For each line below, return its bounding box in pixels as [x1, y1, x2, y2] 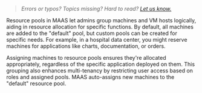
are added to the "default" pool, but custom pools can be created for [6, 30, 177, 37]
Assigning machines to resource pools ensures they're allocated [6, 54, 166, 61]
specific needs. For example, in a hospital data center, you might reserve [6, 36, 187, 43]
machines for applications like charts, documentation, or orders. [6, 42, 166, 50]
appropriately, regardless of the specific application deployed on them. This [6, 60, 195, 68]
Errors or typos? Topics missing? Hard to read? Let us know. [21, 5, 172, 12]
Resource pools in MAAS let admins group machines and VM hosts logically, [6, 17, 197, 24]
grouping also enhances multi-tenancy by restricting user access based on [6, 67, 194, 74]
